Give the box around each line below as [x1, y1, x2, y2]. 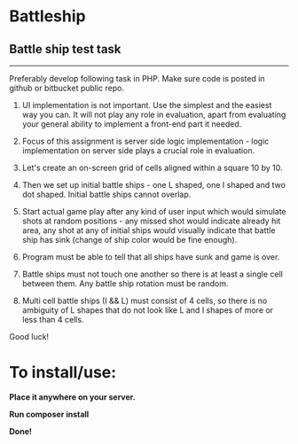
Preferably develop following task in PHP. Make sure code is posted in [9, 74, 265, 83]
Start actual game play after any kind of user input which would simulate [21, 206, 286, 216]
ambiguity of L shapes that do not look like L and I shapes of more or [21, 305, 273, 315]
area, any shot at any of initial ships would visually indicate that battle [21, 225, 276, 236]
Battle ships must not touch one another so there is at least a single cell [21, 269, 284, 279]
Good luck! [9, 331, 50, 342]
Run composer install [9, 409, 90, 419]
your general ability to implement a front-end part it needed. [21, 119, 242, 129]
